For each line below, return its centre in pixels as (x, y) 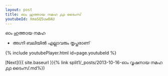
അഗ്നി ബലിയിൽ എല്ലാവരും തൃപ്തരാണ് (51, 43)
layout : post (19, 10)
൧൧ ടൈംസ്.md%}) (25, 68)
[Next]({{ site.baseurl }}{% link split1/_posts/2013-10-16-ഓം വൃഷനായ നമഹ (84, 63)
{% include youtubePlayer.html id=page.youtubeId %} (61, 53)
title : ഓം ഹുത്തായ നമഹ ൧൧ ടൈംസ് (43, 14)
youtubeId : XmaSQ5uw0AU (30, 19)
